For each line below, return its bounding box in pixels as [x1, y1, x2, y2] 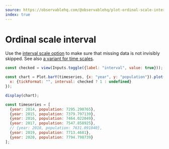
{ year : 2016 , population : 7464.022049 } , [10, 116, 96, 121]
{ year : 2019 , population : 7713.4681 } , [10, 130, 92, 135]
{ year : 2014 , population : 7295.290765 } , [10, 107, 96, 112]
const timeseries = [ [5, 102, 51, 107]
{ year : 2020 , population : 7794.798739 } [10, 134, 94, 140]
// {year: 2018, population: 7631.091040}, [10, 125, 102, 131]
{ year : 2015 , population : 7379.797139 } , [10, 111, 96, 116]
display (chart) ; [5, 93, 39, 98]
